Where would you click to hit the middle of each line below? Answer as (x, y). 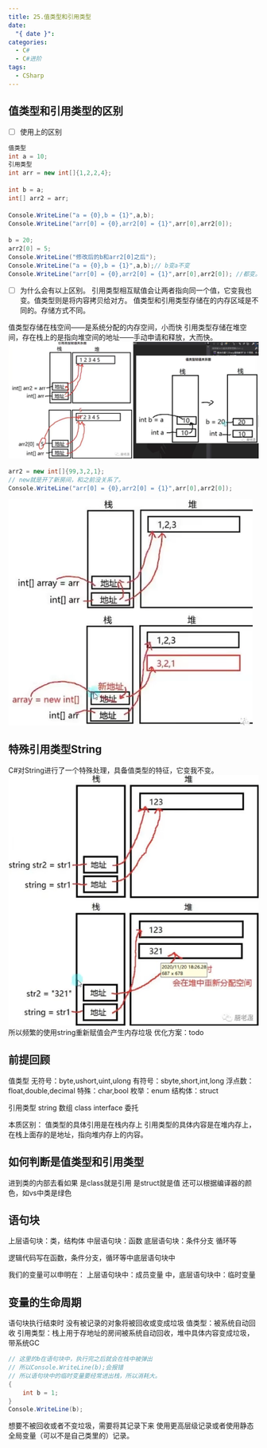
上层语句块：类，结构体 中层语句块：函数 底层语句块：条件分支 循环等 (122, 1241)
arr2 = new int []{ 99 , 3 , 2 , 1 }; (56, 472)
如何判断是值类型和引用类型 (76, 1162)
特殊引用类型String (55, 750)
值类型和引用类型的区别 (66, 111)
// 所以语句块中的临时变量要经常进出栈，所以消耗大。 (85, 1375)
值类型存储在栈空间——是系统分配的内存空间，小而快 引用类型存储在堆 (124, 327)
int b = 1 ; (41, 1393)
